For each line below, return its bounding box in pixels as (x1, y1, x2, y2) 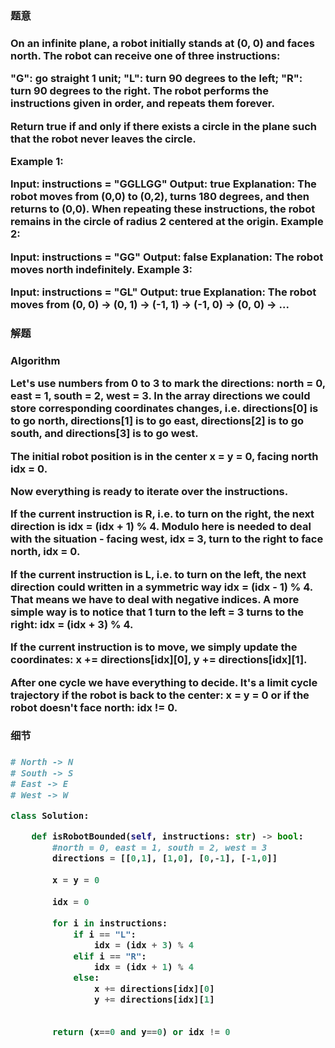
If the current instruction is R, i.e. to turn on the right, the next (10, 507, 315, 521)
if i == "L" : (73, 928, 137, 940)
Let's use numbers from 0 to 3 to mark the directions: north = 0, (10, 377, 326, 391)
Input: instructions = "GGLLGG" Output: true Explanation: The (10, 177, 317, 191)
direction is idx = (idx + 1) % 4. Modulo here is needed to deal (10, 520, 312, 534)
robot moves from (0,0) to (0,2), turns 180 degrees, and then (10, 190, 310, 204)
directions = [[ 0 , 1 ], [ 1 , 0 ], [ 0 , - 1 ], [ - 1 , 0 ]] (51, 853, 278, 864)
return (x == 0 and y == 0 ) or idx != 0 (51, 1027, 231, 1038)
